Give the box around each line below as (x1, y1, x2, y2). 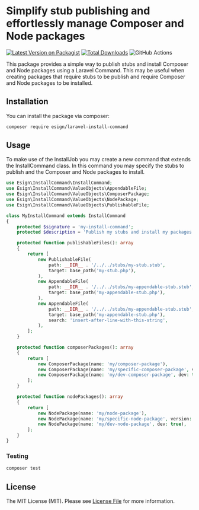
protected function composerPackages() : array (17, 345, 134, 350)
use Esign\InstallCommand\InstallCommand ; (6, 180, 113, 186)
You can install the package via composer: (6, 112, 110, 119)
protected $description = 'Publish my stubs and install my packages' (17, 230, 195, 235)
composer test (6, 466, 41, 471)
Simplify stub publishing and (6, 4, 150, 18)
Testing (6, 452, 28, 460)
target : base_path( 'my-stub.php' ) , (48, 267, 136, 273)
